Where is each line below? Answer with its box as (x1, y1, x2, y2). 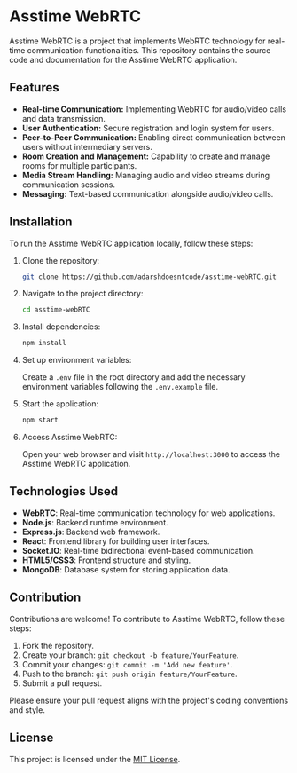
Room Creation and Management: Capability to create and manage (21, 151, 270, 162)
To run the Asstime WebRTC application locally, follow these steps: (9, 238, 254, 248)
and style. (9, 704, 46, 715)
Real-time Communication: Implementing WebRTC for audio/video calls (21, 104, 286, 114)
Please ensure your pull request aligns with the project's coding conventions (9, 695, 289, 706)
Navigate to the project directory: (21, 288, 144, 299)
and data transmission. (21, 113, 106, 123)
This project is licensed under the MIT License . (9, 753, 181, 764)
